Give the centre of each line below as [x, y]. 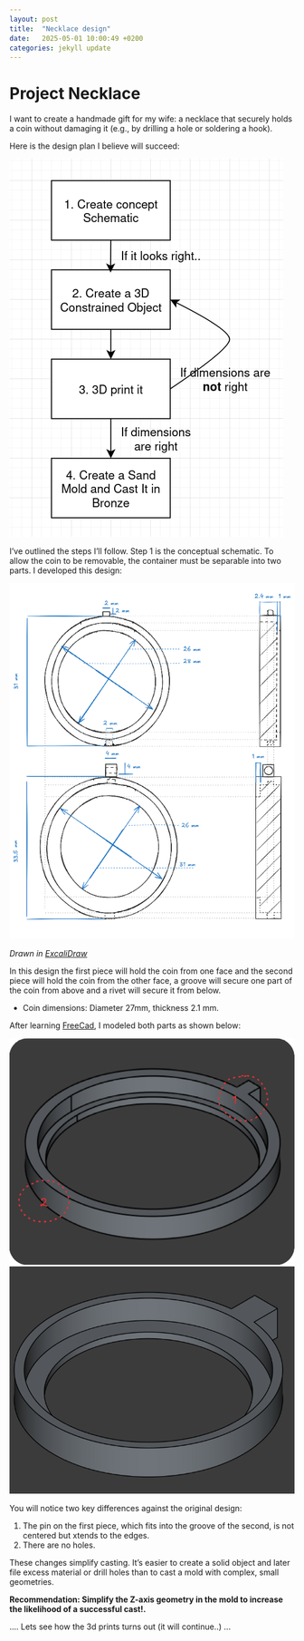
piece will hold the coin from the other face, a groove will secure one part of [151, 981]
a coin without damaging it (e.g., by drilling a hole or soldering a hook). [141, 129]
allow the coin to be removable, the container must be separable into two [146, 561]
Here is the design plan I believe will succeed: [95, 146]
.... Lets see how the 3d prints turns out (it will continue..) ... [120, 1626]
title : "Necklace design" [60, 29]
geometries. [32, 1581]
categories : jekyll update [60, 48]
